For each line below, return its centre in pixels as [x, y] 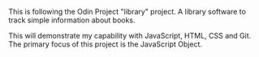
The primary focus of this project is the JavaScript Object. [106, 44]
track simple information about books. [72, 20]
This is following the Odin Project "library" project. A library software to [127, 12]
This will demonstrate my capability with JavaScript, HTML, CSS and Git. [130, 36]
